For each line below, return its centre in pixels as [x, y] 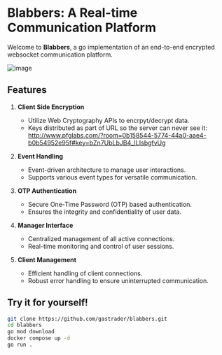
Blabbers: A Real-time [72, 13]
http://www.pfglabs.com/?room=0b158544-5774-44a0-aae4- [117, 135]
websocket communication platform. [60, 55]
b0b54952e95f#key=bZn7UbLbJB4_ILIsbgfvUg [97, 143]
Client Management [47, 259]
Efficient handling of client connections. [85, 273]
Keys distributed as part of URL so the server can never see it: [118, 128]
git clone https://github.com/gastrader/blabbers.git [88, 319]
